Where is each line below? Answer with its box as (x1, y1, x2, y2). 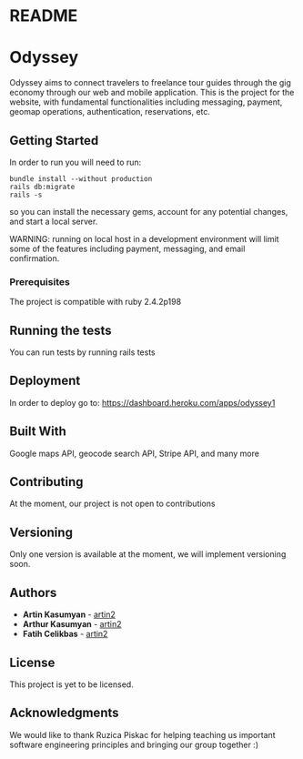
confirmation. (9, 252, 60, 264)
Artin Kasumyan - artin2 (22, 609, 116, 620)
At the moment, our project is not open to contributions (9, 498, 216, 510)
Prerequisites (9, 275, 70, 288)
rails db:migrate (9, 182, 76, 191)
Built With (9, 424, 66, 440)
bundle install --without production (9, 174, 153, 183)
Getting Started (9, 133, 99, 148)
